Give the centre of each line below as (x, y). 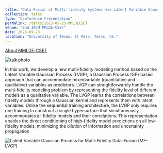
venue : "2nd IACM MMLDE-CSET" (36, 28)
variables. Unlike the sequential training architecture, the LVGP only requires (81, 105)
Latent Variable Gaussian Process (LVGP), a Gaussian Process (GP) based (79, 74)
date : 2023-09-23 (23, 32)
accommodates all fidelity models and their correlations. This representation (81, 116)
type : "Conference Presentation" (39, 18)
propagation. (18, 131)
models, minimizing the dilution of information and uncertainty (82, 126)
